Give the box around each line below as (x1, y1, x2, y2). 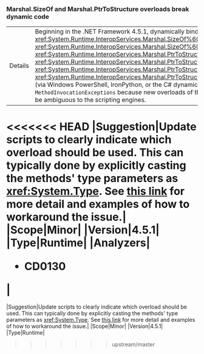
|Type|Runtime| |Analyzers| (6, 236, 151, 250)
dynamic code (6, 12, 50, 21)
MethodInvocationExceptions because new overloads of (35, 88, 193, 97)
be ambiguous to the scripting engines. (35, 96, 146, 104)
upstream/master (112, 341, 155, 348)
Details (9, 61, 29, 70)
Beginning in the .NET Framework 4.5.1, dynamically (35, 27, 185, 36)
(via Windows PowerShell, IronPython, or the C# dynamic (35, 81, 199, 89)
